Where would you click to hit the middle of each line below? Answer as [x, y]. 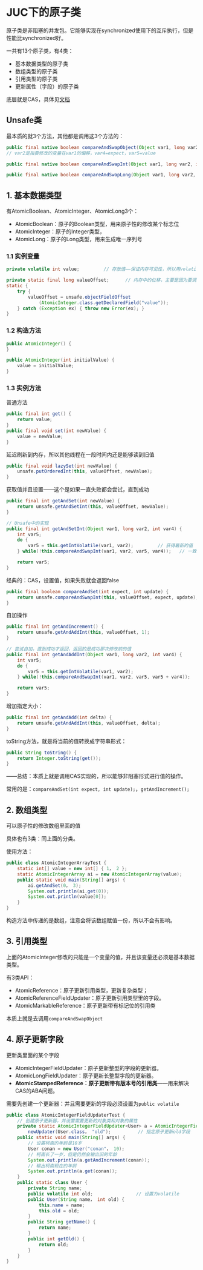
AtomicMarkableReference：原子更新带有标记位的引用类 [85, 1005]
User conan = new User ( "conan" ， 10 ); [76, 1149]
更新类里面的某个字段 [33, 1055]
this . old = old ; [59, 1211]
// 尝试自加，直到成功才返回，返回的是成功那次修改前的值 [69, 649]
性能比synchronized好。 [37, 38]
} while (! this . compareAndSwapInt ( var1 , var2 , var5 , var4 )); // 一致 [107, 551]
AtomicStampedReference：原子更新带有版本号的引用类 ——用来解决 [102, 1083]
